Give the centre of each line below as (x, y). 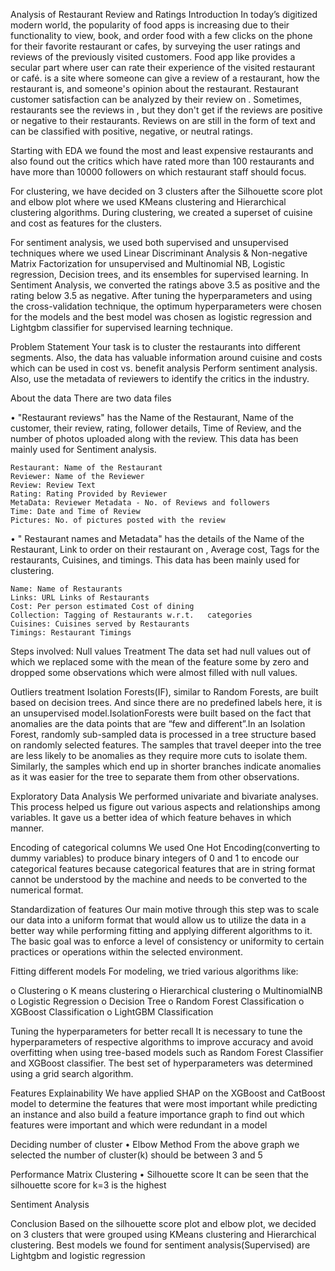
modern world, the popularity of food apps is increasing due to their (150, 25)
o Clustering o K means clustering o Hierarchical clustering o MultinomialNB (166, 990)
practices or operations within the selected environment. (126, 952)
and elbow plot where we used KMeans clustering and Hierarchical (148, 202)
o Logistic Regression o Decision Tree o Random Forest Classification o (157, 1001)
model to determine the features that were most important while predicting (164, 1103)
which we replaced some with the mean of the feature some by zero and (160, 662)
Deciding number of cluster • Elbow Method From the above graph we (155, 1144)
